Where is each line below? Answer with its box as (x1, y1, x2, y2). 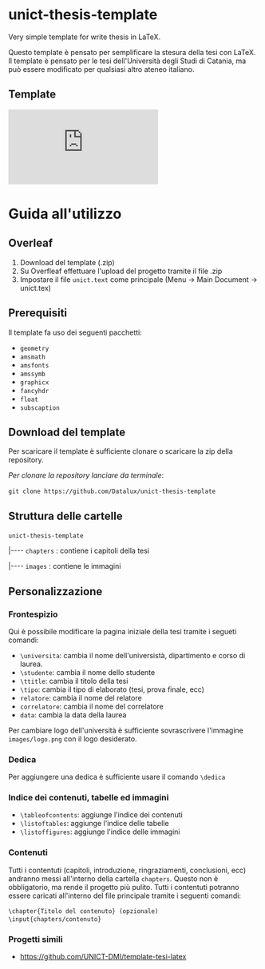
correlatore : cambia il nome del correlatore (19, 701, 164, 711)
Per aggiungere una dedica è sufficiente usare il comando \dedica (8, 772, 226, 782)
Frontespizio (8, 609, 58, 620)
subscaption (19, 403, 60, 412)
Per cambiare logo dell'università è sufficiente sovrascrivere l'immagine (8, 725, 243, 735)
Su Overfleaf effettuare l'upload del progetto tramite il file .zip (19, 266, 223, 276)
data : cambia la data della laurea (19, 709, 127, 720)
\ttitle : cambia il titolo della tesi (19, 676, 129, 685)
